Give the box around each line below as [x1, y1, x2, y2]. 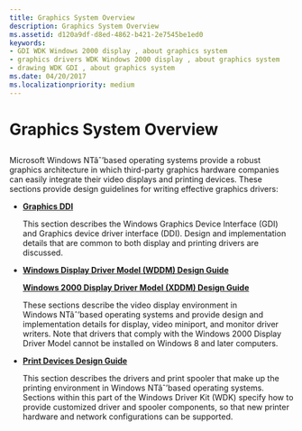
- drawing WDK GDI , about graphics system [9, 64, 176, 73]
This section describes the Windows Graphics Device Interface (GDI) [22, 218, 279, 230]
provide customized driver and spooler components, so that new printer [22, 402, 290, 413]
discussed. [22, 247, 63, 258]
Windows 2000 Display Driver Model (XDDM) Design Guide [22, 282, 250, 293]
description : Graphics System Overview [9, 22, 160, 31]
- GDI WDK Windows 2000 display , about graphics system [9, 47, 228, 56]
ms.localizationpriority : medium [9, 80, 135, 89]
